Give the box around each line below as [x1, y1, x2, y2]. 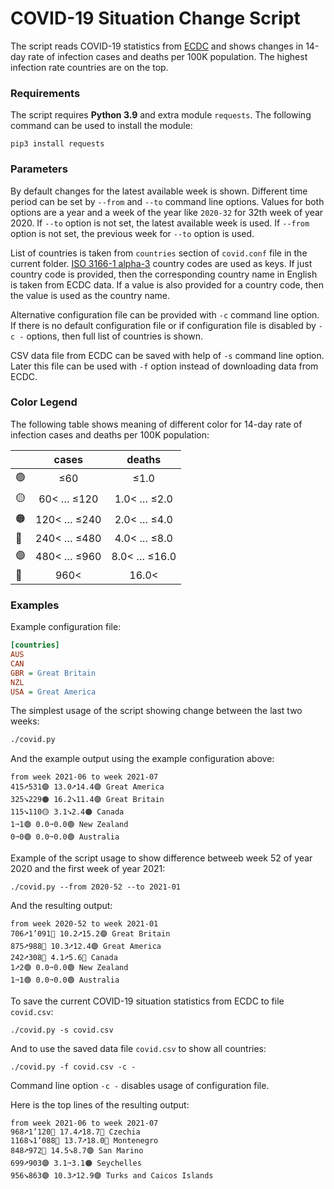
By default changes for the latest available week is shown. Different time [10, 185, 308, 197]
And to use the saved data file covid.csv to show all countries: [10, 1043, 267, 1055]
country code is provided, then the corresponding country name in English [10, 268, 318, 280]
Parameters [10, 162, 68, 176]
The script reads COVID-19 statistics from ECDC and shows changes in [10, 40, 304, 52]
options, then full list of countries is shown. [26, 330, 204, 342]
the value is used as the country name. [10, 289, 171, 301]
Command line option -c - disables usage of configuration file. [10, 1080, 270, 1092]
